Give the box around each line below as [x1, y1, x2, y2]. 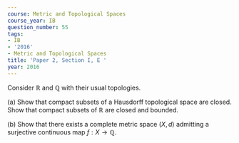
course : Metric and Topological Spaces [7, 10, 126, 18]
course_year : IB [7, 17, 56, 24]
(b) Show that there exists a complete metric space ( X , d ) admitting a [7, 120, 209, 128]
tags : [7, 30, 24, 38]
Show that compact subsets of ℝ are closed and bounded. [7, 105, 179, 114]
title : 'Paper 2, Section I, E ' [7, 57, 107, 64]
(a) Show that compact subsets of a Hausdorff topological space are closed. [7, 97, 232, 106]
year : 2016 [7, 63, 40, 70]
